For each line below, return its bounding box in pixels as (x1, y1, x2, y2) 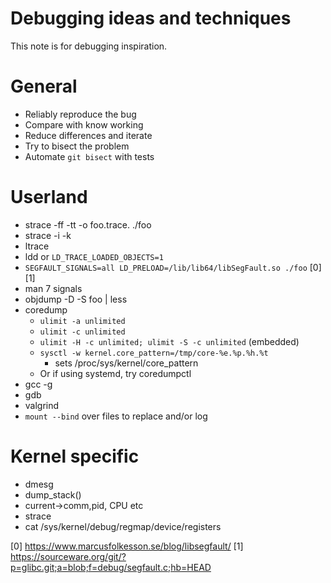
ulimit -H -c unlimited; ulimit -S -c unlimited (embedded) (39, 335, 300, 347)
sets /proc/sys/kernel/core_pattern (54, 357, 199, 369)
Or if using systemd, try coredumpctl (39, 367, 192, 379)
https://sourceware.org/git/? (10, 550, 127, 562)
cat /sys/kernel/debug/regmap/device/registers (24, 520, 222, 532)
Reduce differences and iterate (24, 129, 153, 141)
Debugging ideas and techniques (10, 7, 292, 30)
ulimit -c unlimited (39, 327, 126, 337)
